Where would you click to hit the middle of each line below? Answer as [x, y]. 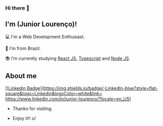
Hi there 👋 [18, 8]
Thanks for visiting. [33, 108]
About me [21, 76]
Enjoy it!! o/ [24, 118]
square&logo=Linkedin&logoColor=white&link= [54, 93]
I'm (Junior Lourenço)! [41, 24]
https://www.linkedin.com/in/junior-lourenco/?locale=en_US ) [68, 99]
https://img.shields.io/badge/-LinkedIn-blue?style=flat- [100, 88]
